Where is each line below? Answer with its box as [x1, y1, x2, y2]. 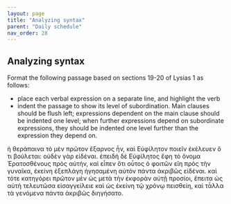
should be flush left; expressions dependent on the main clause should [17, 109, 220, 118]
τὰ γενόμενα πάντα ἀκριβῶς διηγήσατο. [7, 189, 123, 198]
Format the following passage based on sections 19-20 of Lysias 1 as [7, 74, 204, 82]
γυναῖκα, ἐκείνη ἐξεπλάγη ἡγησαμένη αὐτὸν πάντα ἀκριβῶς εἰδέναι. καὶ [7, 167, 217, 176]
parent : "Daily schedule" [7, 23, 82, 30]
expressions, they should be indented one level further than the [17, 124, 199, 133]
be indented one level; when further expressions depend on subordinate [17, 117, 224, 125]
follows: [7, 81, 30, 90]
